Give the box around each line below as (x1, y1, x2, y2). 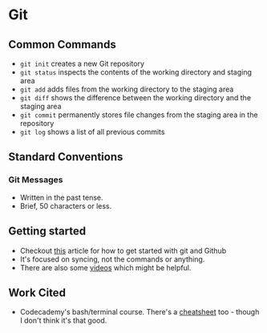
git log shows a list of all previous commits (19, 127, 165, 136)
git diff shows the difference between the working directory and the (19, 93, 251, 102)
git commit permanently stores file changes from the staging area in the (19, 110, 258, 120)
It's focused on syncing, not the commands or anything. (19, 254, 205, 264)
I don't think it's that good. (19, 315, 107, 326)
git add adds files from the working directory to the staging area (19, 84, 234, 94)
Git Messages (8, 174, 63, 185)
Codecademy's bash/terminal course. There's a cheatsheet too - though (19, 307, 260, 317)
